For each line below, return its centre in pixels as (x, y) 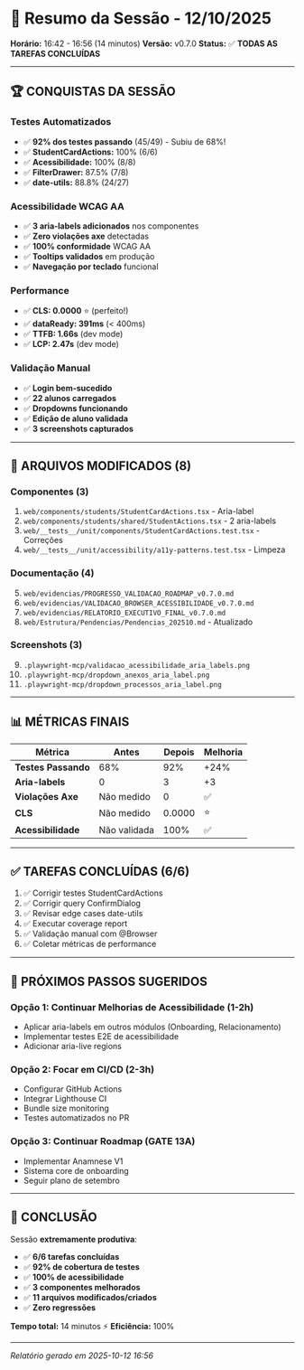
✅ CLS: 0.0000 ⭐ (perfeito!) (76, 311)
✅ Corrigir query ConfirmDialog (82, 904)
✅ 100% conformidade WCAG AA (87, 246)
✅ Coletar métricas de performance (90, 944)
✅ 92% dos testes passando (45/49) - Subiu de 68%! (124, 141)
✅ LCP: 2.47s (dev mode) (71, 344)
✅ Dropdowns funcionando (76, 408)
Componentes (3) (50, 492)
